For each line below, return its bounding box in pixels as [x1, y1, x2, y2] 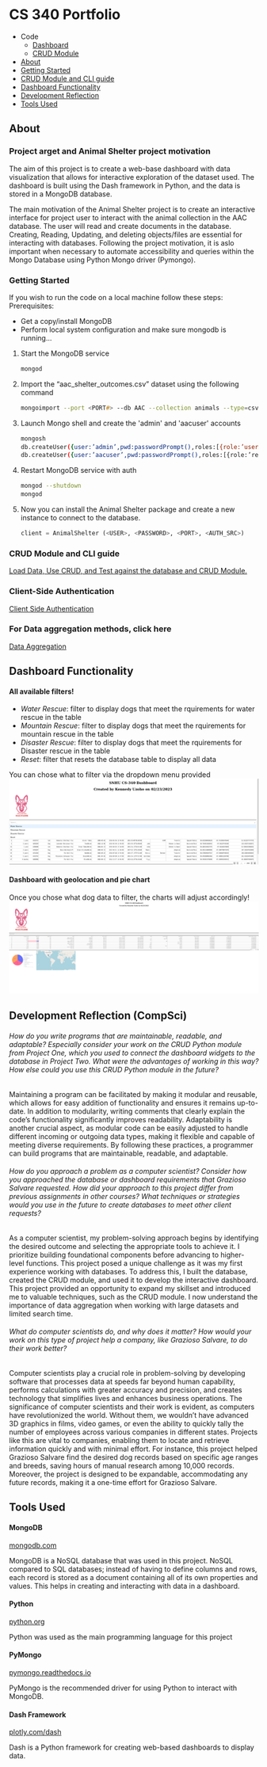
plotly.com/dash [9, 1727, 62, 1737]
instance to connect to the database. [20, 513, 141, 523]
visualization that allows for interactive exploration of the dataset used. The [9, 172, 254, 181]
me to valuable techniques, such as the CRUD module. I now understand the [9, 1292, 258, 1301]
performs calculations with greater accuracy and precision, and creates [9, 1385, 242, 1395]
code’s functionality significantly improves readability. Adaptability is [9, 1114, 233, 1124]
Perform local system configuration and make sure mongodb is [20, 325, 227, 334]
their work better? [9, 1344, 67, 1354]
